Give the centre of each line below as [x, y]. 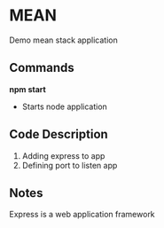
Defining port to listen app [70, 165]
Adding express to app [63, 155]
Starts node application [65, 106]
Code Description [59, 134]
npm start [27, 89]
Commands [42, 68]
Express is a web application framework [82, 215]
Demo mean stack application [63, 40]
